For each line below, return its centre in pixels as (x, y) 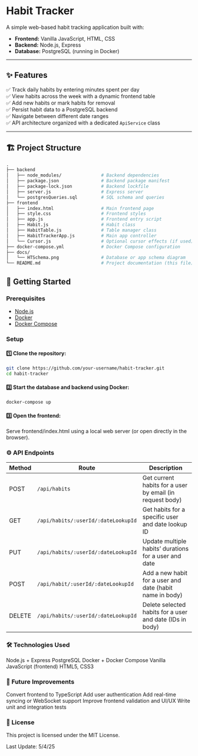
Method (20, 468)
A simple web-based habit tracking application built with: (75, 27)
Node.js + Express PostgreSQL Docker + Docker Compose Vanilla (86, 660)
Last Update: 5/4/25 (30, 747)
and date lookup (165, 525)
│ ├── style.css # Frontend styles (76, 214)
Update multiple (164, 541)
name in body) (162, 595)
